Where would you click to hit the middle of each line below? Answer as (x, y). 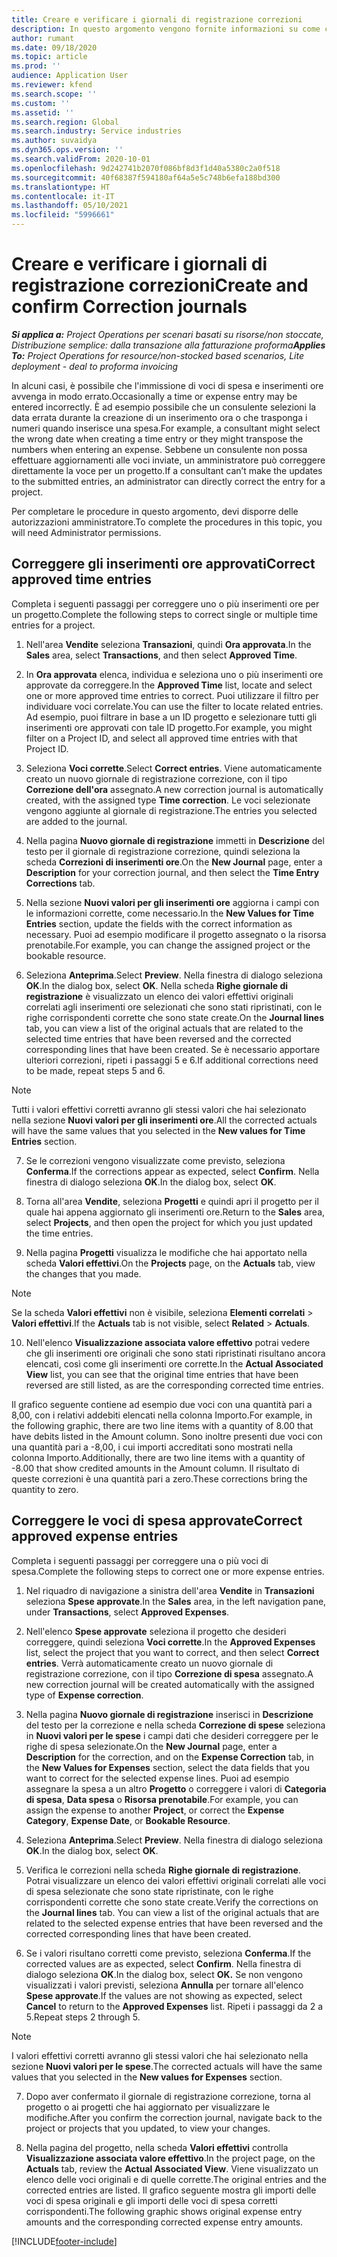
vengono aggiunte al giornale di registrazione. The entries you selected (171, 810)
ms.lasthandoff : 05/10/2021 (70, 206)
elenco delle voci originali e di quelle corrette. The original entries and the (176, 2179)
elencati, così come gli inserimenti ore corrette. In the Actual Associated (174, 1363)
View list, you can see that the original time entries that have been (162, 1374)
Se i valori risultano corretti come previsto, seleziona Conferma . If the (168, 1953)
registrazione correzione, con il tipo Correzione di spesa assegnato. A (169, 1673)
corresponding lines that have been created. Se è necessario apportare (173, 1049)
